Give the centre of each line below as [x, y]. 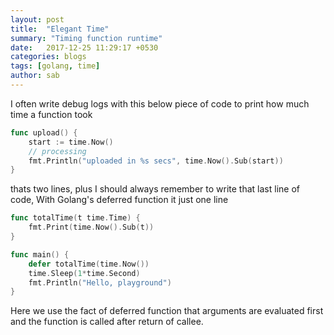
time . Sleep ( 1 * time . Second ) [84, 273]
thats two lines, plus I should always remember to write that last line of [155, 189]
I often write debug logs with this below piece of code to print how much [160, 103]
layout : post [37, 19]
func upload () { [44, 132]
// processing [57, 151]
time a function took [51, 114]
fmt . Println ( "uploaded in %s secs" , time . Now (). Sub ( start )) [156, 161]
